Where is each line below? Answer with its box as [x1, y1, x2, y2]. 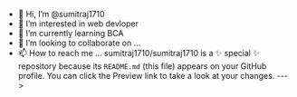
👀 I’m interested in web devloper [17, 18, 139, 29]
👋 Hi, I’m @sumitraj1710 [17, 9, 106, 19]
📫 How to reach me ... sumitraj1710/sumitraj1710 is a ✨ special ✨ [17, 48, 260, 58]
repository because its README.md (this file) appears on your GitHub [17, 61, 267, 72]
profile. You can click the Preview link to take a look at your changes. [17, 71, 275, 81]
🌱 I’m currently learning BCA [17, 28, 124, 38]
